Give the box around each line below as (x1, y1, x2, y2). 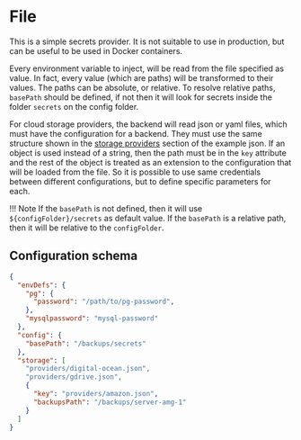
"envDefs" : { (17, 281, 66, 290)
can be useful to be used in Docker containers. (9, 45, 182, 56)
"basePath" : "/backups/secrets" (25, 339, 146, 348)
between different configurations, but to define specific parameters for (9, 175, 271, 186)
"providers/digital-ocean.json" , (25, 364, 151, 373)
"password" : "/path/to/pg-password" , (32, 297, 175, 307)
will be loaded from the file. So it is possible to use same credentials (9, 166, 261, 177)
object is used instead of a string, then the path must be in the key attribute (9, 147, 288, 158)
